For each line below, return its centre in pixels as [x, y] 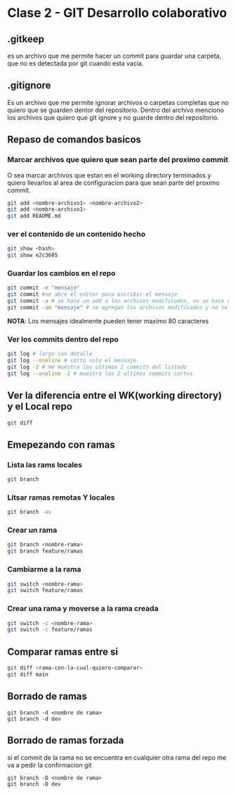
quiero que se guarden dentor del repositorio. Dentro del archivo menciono [116, 110]
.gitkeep [26, 39]
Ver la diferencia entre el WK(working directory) [115, 396]
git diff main [28, 674]
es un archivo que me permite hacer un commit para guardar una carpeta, [114, 56]
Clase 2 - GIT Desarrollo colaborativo [117, 13]
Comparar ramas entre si [63, 652]
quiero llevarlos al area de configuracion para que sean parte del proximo [113, 183]
